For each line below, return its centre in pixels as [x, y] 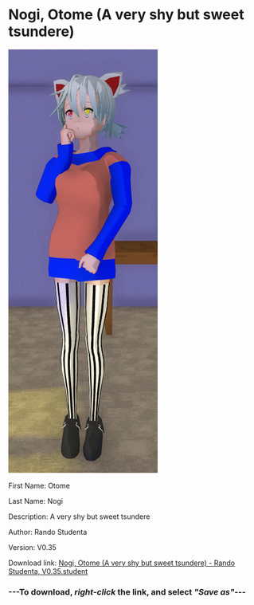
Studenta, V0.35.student [48, 571]
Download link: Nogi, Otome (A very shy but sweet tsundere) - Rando [122, 563]
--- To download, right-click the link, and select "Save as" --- [127, 591]
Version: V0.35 [33, 547]
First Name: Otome [39, 485]
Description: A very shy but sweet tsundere [79, 517]
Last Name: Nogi [36, 501]
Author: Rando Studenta [48, 532]
